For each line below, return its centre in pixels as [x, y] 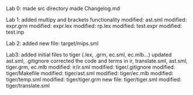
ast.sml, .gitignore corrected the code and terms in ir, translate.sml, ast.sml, [97, 61]
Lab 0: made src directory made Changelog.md [63, 8]
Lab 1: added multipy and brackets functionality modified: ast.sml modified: [96, 20]
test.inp [15, 32]
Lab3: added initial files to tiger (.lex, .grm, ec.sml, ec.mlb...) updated [89, 54]
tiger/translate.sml [28, 86]
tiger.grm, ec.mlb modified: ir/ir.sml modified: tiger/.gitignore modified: [91, 67]
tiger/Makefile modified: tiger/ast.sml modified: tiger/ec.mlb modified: [90, 73]
